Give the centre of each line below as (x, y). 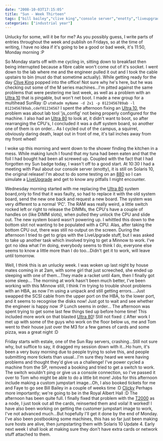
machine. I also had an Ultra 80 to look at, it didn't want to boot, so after (77, 118)
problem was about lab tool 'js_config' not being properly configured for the (81, 113)
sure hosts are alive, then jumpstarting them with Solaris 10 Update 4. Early (80, 424)
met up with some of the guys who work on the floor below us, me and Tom (81, 322)
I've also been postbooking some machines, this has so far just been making (81, 419)
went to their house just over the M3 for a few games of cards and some (77, 327)
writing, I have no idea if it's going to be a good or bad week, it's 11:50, (75, 47)
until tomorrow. (20, 256)
